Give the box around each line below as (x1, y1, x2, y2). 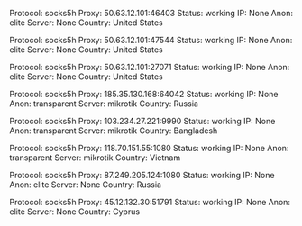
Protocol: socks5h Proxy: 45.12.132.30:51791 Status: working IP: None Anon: (9, 197, 291, 207)
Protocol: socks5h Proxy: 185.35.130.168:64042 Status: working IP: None (9, 89, 279, 99)
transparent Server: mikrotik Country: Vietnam (9, 152, 181, 163)
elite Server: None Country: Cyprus (9, 206, 141, 217)
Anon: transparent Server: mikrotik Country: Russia (9, 98, 198, 109)
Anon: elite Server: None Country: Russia (9, 179, 162, 190)
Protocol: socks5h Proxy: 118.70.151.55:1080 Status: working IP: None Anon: (9, 143, 289, 153)
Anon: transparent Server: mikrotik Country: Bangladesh (9, 125, 218, 136)
